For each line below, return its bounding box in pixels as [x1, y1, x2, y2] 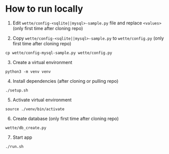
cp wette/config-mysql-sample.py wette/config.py [5, 50, 113, 55]
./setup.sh [5, 87, 28, 93]
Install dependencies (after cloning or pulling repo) [12, 78, 119, 84]
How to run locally [5, 3, 83, 15]
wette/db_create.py [5, 125, 47, 130]
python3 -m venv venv [5, 69, 51, 74]
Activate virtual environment [12, 97, 72, 103]
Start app [12, 134, 32, 140]
